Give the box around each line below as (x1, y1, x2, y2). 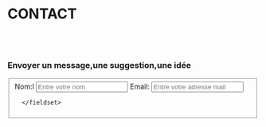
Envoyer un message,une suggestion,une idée (7, 59, 192, 70)
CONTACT (7, 5, 77, 23)
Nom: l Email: (14, 81, 151, 92)
